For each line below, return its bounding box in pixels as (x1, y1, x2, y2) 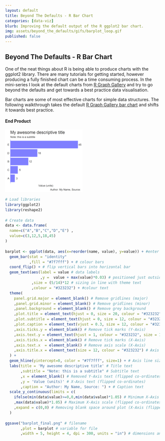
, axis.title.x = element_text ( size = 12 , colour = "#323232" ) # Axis (14, 348, 160, 353)
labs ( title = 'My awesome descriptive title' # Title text (9, 364, 133, 368)
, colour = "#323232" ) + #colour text (31, 285, 109, 291)
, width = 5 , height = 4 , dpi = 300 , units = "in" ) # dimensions (20, 431, 155, 436)
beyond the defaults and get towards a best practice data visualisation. (5, 87, 149, 93)
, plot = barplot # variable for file (20, 426, 98, 431)
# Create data (5, 218, 34, 223)
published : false (5, 34, 41, 39)
